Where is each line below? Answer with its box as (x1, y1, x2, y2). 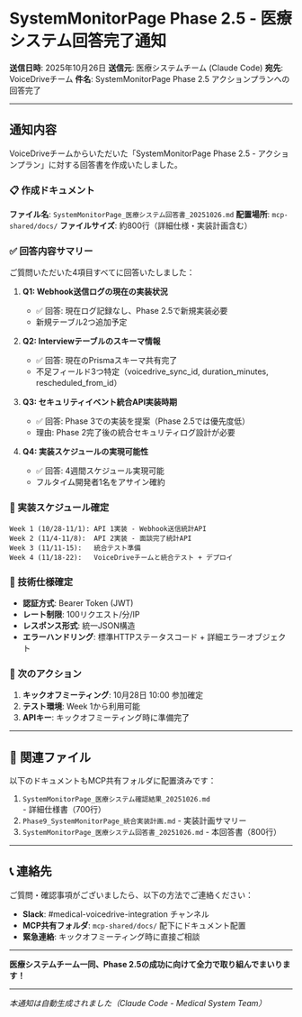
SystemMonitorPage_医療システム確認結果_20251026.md (22, 795, 211, 804)
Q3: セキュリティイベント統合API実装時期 (22, 397, 178, 408)
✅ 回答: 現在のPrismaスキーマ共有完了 (35, 355, 178, 366)
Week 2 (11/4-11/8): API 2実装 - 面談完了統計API (9, 534, 192, 543)
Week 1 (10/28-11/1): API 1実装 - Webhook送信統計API (9, 524, 207, 533)
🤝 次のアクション (9, 667, 83, 680)
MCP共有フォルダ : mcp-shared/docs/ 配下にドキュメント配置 (22, 920, 246, 930)
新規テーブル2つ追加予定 (35, 316, 128, 327)
